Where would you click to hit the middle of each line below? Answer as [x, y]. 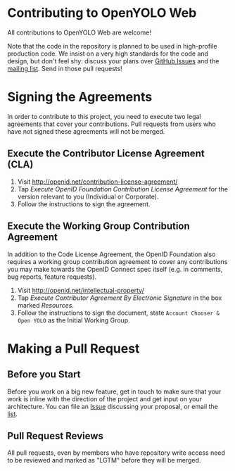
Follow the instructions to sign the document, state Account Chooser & [119, 313]
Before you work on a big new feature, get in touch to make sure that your [114, 391]
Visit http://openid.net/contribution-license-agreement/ [97, 182]
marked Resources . [45, 305]
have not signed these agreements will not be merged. [86, 131]
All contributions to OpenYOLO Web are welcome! [79, 32]
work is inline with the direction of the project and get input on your [105, 398]
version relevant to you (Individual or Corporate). [88, 196]
